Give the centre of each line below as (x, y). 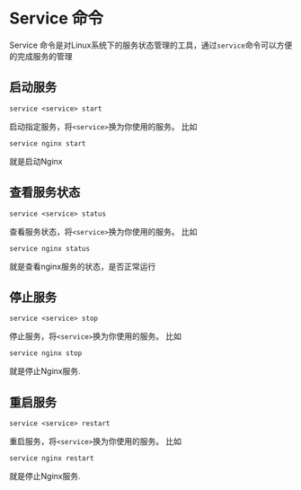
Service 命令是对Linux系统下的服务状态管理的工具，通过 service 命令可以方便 (151, 45)
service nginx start (48, 143)
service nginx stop (46, 353)
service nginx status (50, 248)
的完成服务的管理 (41, 56)
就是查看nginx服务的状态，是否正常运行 (83, 266)
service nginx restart (52, 459)
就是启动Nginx (36, 161)
